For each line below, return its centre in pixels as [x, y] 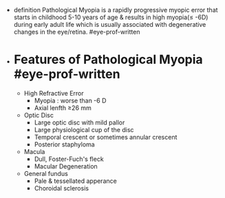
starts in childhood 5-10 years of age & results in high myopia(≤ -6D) [111, 17]
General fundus [46, 173]
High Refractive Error [54, 93]
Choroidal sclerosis [62, 188]
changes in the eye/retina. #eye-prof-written [77, 32]
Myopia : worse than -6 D [70, 100]
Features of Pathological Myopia [108, 59]
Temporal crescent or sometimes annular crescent [106, 137]
